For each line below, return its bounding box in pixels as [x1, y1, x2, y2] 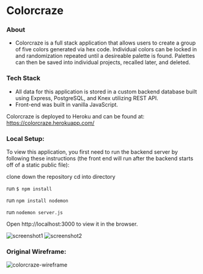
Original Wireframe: [6, 248, 67, 256]
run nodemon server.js [6, 209, 63, 216]
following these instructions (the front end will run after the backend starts [6, 155, 194, 162]
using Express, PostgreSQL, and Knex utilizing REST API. [15, 94, 159, 101]
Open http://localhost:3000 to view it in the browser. [6, 220, 138, 228]
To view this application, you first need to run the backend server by [6, 148, 179, 156]
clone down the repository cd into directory [6, 173, 116, 181]
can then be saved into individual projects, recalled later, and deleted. [15, 59, 191, 66]
